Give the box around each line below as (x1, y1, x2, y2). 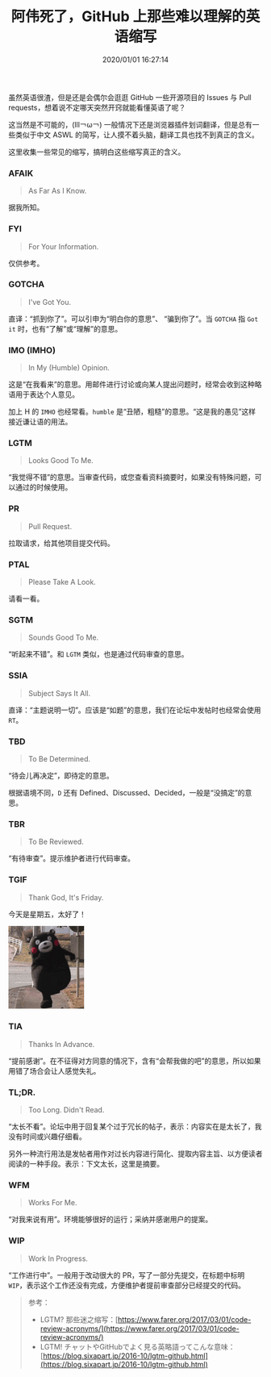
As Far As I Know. (27, 186, 87, 196)
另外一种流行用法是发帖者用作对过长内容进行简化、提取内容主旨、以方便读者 (8, 1149, 263, 1158)
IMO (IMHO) (8, 344, 56, 356)
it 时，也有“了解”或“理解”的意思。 (8, 323, 123, 333)
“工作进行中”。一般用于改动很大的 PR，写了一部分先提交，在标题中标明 (8, 1270, 245, 1279)
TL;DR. (8, 1087, 36, 1098)
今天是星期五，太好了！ (8, 909, 86, 919)
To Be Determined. (27, 753, 91, 763)
